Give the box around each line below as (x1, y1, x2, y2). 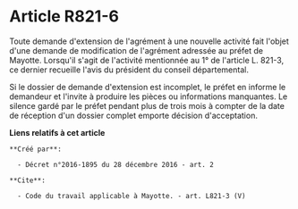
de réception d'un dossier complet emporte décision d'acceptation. (9, 110, 258, 121)
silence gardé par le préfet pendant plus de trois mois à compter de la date (9, 100, 285, 111)
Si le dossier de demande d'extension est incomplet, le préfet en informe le (9, 81, 286, 92)
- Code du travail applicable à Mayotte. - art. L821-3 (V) (17, 191, 246, 200)
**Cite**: (9, 176, 47, 185)
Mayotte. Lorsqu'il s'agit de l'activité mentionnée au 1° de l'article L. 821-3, (9, 54, 285, 65)
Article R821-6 (9, 6, 119, 27)
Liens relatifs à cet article (9, 127, 106, 138)
